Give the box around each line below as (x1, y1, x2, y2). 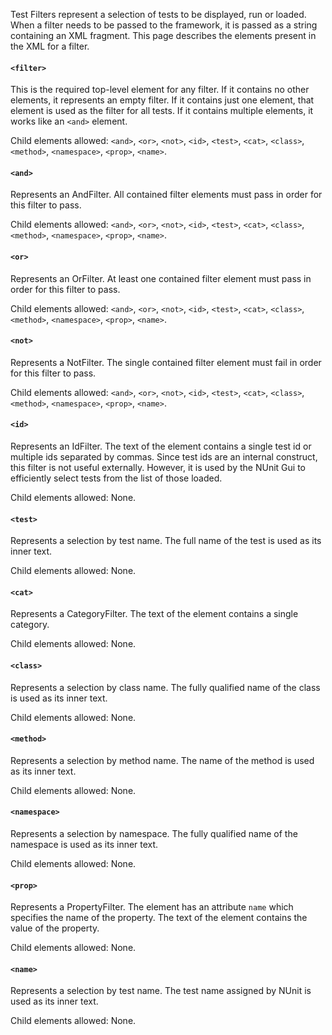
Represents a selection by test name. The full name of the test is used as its (10, 535, 322, 547)
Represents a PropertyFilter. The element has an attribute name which (10, 901, 294, 913)
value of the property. (10, 922, 100, 934)
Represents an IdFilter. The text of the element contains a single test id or (10, 440, 312, 453)
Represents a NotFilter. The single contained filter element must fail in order (10, 356, 322, 368)
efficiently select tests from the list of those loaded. (10, 472, 223, 484)
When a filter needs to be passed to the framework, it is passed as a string (10, 19, 318, 31)
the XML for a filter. (10, 40, 90, 52)
